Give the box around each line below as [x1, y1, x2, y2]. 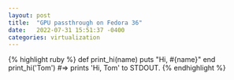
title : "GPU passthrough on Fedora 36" [8, 19, 143, 27]
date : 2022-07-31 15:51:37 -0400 [8, 26, 125, 34]
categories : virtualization [8, 33, 101, 42]
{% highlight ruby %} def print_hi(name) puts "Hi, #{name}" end [8, 55, 216, 64]
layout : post [8, 11, 51, 20]
